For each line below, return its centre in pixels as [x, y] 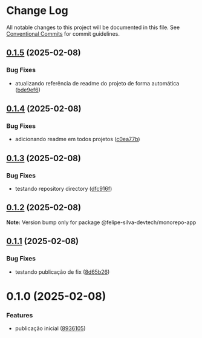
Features [20, 315]
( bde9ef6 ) [28, 90]
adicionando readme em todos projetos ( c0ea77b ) [77, 139]
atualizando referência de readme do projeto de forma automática [97, 83]
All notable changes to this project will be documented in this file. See [93, 27]
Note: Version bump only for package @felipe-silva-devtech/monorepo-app [101, 222]
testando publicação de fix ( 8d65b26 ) [62, 272]
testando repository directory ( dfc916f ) [64, 189]
